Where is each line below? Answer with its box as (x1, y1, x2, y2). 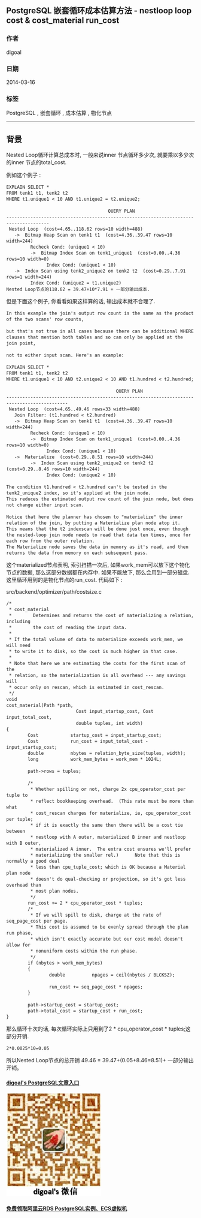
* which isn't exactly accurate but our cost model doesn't (30, 936, 184, 942)
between (6, 829, 26, 835)
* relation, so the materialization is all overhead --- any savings (8, 673, 186, 679)
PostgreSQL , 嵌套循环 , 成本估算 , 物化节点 (6, 110, 112, 117)
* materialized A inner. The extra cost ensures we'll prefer (30, 847, 191, 853)
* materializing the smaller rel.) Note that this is (30, 853, 181, 859)
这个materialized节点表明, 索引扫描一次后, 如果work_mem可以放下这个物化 (6, 561, 190, 569)
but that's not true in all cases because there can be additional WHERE (6, 328, 194, 334)
